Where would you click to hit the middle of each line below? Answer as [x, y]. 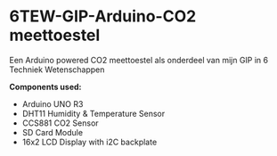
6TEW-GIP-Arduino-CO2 [103, 16]
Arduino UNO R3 [53, 103]
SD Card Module [52, 132]
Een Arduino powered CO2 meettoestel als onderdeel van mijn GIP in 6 [139, 60]
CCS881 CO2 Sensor [61, 123]
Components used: [45, 86]
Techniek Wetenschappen [57, 70]
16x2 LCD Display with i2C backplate [90, 142]
